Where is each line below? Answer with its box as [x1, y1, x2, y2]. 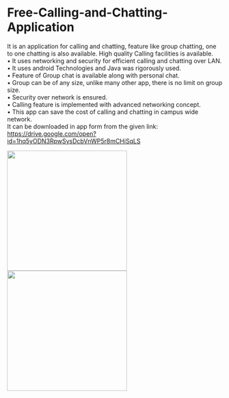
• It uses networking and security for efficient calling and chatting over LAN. [7, 56, 222, 65]
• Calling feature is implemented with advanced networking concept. [7, 100, 202, 108]
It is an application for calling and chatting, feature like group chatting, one [7, 42, 217, 50]
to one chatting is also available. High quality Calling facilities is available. [7, 49, 213, 58]
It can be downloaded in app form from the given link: [7, 122, 159, 130]
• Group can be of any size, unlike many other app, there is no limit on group [7, 78, 223, 86]
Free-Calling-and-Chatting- [7, 5, 168, 21]
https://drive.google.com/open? [7, 129, 97, 138]
